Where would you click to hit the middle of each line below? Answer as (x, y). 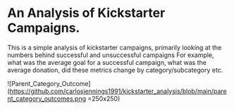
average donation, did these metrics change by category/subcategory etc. (115, 70)
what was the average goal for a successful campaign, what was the (107, 62)
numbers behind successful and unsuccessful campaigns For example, (111, 55)
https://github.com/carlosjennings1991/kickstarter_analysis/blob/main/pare (118, 91)
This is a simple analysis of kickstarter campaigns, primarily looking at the (115, 47)
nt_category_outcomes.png (47, 98)
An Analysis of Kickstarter (86, 13)
